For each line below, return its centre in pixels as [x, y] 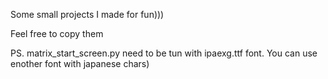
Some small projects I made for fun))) [87, 14]
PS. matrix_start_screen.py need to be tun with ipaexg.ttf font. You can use [164, 53]
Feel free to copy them [57, 33]
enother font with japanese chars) [80, 63]
